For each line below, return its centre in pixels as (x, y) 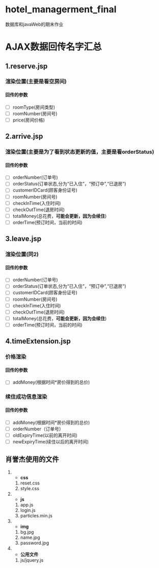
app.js (27, 504)
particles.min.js (36, 515)
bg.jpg (27, 532)
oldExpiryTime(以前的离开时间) (45, 435)
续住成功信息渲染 (26, 397)
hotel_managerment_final (61, 9)
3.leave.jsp (23, 239)
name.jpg (30, 537)
